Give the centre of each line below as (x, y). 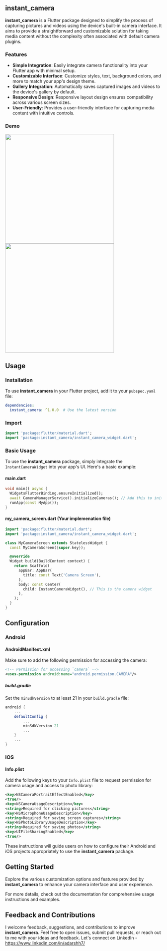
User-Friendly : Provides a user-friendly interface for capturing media (83, 108)
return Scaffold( (32, 566)
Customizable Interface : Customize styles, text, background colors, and (87, 76)
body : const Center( (40, 584)
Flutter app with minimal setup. (44, 71)
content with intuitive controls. (43, 113)
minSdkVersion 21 (41, 726)
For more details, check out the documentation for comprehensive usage (80, 894)
